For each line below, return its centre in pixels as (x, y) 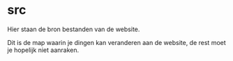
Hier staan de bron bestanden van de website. (74, 29)
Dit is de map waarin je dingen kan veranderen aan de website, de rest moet (117, 42)
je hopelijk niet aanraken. (43, 50)
